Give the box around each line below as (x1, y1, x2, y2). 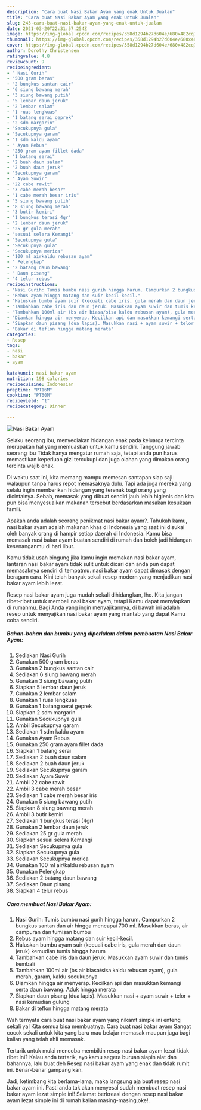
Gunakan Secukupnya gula (15, 715, 82, 722)
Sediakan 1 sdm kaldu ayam (15, 728, 84, 735)
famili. (7, 505, 22, 512)
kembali (15, 960, 35, 967)
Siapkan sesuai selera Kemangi (15, 836, 92, 843)
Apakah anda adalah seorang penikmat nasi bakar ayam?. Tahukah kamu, (7, 517, 188, 524)
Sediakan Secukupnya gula (15, 842, 83, 850)
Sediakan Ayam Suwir (15, 773, 69, 780)
